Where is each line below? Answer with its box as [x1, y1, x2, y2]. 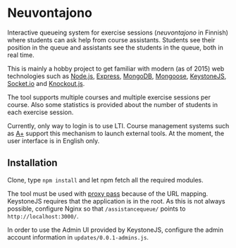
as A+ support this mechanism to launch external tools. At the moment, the [7, 129, 225, 137]
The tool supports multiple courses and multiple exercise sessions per [7, 93, 211, 101]
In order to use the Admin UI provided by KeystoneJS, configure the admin [7, 225, 224, 234]
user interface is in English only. [7, 136, 100, 145]
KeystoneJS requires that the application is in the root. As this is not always [7, 197, 225, 205]
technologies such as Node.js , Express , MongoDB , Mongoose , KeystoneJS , [7, 72, 227, 80]
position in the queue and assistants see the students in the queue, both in [7, 43, 223, 51]
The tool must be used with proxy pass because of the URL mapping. [7, 189, 209, 198]
